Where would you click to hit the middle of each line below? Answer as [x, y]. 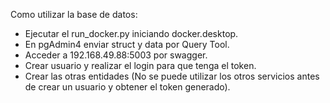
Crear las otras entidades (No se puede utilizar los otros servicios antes [172, 76]
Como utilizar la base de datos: [74, 14]
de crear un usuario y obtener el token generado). [127, 87]
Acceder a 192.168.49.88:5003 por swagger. [116, 55]
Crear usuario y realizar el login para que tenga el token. [140, 65]
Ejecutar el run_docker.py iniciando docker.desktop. [131, 33]
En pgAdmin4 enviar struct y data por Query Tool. [127, 44]
